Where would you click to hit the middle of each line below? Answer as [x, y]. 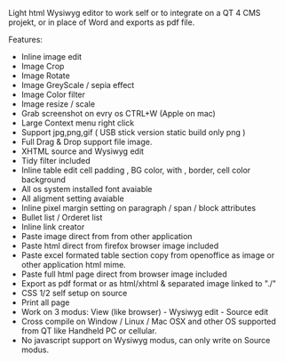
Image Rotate [45, 76]
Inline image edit [51, 56]
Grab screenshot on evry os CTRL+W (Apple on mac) [119, 113]
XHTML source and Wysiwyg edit [82, 151]
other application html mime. [73, 265]
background [43, 180]
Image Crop [43, 66]
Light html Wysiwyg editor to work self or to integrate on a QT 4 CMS [135, 13]
